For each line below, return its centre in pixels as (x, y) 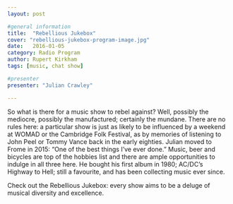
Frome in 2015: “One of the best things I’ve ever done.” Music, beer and (111, 149)
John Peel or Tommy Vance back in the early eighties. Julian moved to (109, 141)
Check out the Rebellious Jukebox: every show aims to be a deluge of (109, 185)
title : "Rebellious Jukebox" (52, 33)
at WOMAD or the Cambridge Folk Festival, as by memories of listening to (114, 134)
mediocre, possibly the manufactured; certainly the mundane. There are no (116, 119)
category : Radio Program (44, 53)
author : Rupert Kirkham (42, 60)
